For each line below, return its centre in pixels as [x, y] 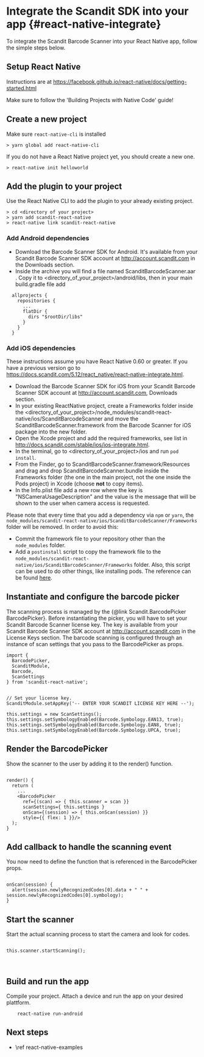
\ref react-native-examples [49, 1047]
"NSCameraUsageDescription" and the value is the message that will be [106, 496]
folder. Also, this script [162, 564]
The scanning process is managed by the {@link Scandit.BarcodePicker [97, 611]
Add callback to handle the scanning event [89, 847]
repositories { [37, 301]
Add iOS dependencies [41, 348]
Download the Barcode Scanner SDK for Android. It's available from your [106, 251]
